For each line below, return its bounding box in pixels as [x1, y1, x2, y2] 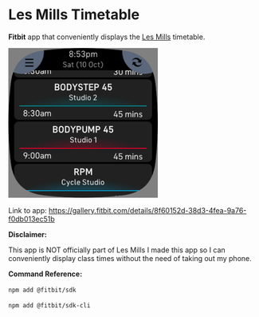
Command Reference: [8, 269, 83, 279]
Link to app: [8, 205, 48, 215]
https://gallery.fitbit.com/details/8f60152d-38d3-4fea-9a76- [48, 205, 247, 215]
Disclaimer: [8, 229, 48, 239]
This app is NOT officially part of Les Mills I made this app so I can [8, 245, 226, 255]
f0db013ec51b [8, 214, 56, 224]
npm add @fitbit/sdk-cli [8, 301, 91, 309]
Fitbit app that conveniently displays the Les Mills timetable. [8, 32, 206, 42]
